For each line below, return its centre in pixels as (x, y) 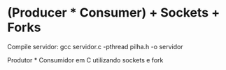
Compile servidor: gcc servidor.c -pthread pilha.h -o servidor (95, 46)
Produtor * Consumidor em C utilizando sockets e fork (85, 60)
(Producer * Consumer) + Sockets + (114, 13)
